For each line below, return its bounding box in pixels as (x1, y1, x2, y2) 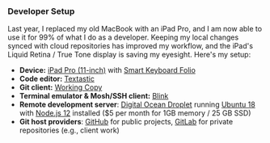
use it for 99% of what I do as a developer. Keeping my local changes (7, 32, 239, 42)
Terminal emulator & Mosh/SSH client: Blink (19, 91, 169, 101)
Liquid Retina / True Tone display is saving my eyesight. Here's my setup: (7, 50, 251, 60)
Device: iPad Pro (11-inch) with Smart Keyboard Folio (19, 65, 196, 75)
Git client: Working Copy (19, 82, 103, 92)
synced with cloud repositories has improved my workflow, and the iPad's (7, 41, 254, 51)
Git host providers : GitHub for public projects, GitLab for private (19, 117, 234, 127)
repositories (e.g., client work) (19, 125, 120, 135)
